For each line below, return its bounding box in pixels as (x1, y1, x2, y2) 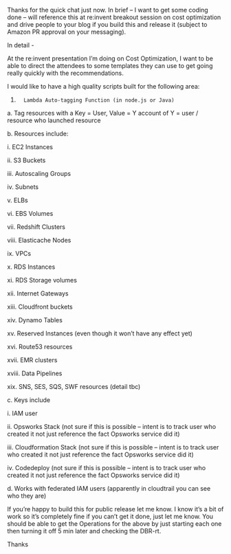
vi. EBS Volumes (7, 210, 54, 217)
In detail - (7, 41, 34, 49)
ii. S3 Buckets (7, 156, 46, 164)
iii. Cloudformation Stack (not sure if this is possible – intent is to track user (7, 443, 219, 451)
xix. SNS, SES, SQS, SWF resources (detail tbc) (7, 383, 141, 390)
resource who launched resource (7, 116, 101, 124)
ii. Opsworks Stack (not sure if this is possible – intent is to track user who (7, 423, 217, 430)
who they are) (7, 491, 47, 500)
